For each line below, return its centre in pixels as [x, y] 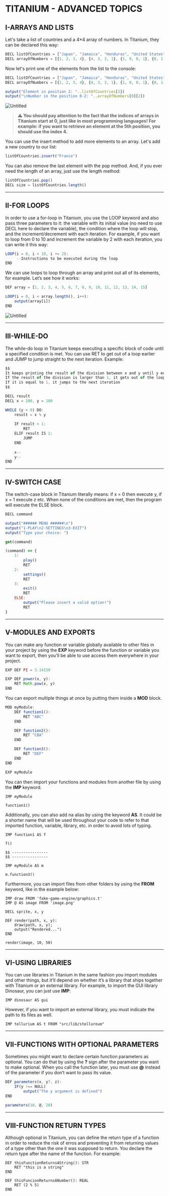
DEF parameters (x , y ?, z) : [33, 1082]
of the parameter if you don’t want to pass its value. [59, 1073]
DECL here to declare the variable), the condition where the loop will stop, [82, 228]
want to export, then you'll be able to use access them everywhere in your [82, 655]
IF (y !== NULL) [30, 1086]
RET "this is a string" [39, 1167]
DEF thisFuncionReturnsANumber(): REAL [47, 1181]
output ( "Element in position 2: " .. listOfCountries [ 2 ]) [65, 91]
